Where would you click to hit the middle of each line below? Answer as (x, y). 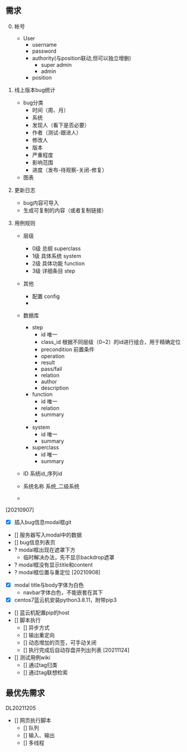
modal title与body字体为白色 (49, 584)
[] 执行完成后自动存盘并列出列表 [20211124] (76, 650)
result (48, 362)
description (55, 388)
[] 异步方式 (36, 628)
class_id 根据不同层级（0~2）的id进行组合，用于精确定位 (111, 342)
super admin (56, 65)
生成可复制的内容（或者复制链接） (65, 210)
